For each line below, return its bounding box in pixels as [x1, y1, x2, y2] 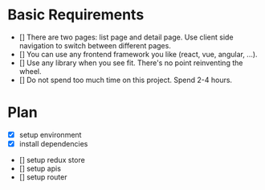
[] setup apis [18, 163, 62, 173]
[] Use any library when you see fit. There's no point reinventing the [18, 58, 243, 68]
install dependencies [18, 138, 88, 148]
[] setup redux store [18, 155, 85, 164]
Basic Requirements [7, 6, 145, 24]
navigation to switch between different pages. [18, 40, 172, 50]
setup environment [18, 130, 82, 139]
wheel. [18, 66, 42, 76]
